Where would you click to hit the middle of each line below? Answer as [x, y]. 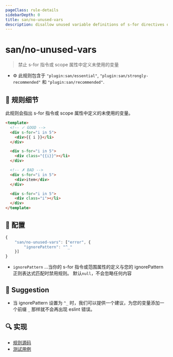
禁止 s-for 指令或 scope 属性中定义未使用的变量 [68, 65]
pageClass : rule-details [32, 10]
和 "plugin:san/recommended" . [73, 82]
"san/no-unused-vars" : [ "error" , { [53, 242]
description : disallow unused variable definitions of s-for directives [85, 24]
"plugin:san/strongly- [124, 76]
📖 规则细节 [22, 100]
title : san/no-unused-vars [34, 20]
